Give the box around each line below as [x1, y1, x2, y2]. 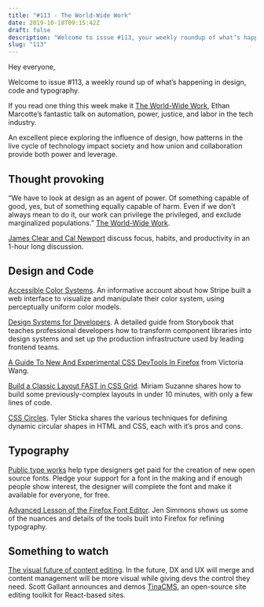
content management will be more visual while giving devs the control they [8, 574, 251, 583]
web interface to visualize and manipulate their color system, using [8, 294, 225, 303]
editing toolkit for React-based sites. [8, 591, 126, 600]
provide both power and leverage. [8, 150, 118, 159]
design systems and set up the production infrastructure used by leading [8, 334, 244, 343]
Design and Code [8, 265, 94, 278]
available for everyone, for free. [8, 490, 110, 499]
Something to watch [8, 544, 109, 558]
